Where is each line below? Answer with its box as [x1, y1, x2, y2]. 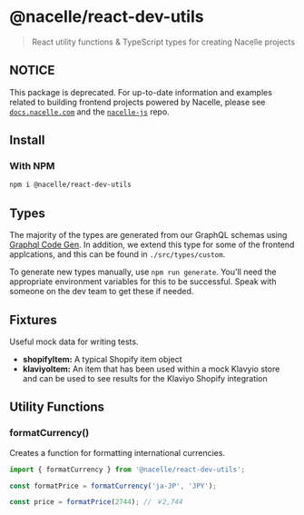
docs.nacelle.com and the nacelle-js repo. [9, 106, 170, 117]
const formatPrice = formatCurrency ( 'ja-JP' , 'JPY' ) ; [9, 481, 218, 490]
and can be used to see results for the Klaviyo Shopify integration [22, 372, 268, 383]
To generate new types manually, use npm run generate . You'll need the [9, 266, 277, 278]
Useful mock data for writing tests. [9, 336, 139, 347]
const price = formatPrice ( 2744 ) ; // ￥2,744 [9, 498, 183, 507]
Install [9, 133, 45, 148]
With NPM [9, 160, 55, 173]
